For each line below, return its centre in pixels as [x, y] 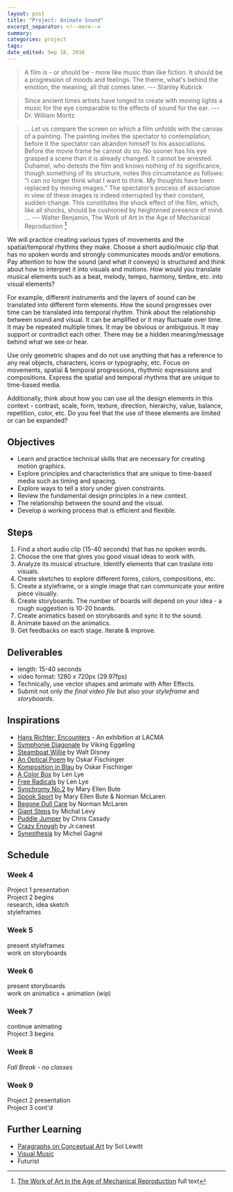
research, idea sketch [38, 905]
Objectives [31, 442]
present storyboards [36, 986]
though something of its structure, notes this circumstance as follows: [124, 173]
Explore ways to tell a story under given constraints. [91, 488]
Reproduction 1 [45, 225]
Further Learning [44, 1130]
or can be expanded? [37, 420]
